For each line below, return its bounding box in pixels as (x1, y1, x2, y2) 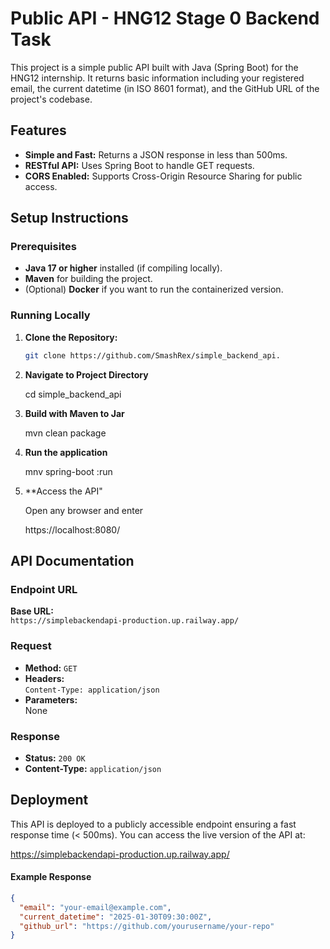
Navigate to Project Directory (24, 368, 149, 381)
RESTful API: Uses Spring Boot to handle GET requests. (24, 159, 255, 171)
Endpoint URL (10, 582, 78, 596)
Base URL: (10, 605, 54, 617)
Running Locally (10, 308, 91, 322)
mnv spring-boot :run (24, 465, 113, 477)
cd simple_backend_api (24, 388, 122, 400)
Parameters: (24, 693, 78, 706)
